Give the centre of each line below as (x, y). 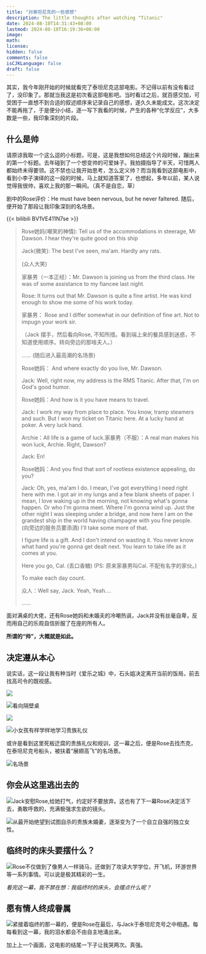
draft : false (23, 69)
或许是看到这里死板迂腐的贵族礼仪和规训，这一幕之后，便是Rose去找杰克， (101, 743)
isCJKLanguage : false (34, 63)
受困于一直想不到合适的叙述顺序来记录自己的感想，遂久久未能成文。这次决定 (103, 102)
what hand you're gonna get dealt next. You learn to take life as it (104, 547)
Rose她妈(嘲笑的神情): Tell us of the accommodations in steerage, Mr (109, 231)
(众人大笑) (34, 264)
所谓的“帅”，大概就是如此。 (42, 636)
